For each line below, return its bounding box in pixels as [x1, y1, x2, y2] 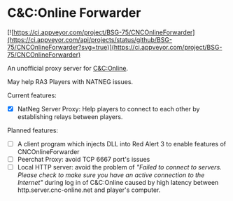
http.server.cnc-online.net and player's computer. [17, 186, 161, 194]
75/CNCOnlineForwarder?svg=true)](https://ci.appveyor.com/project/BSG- [7, 43, 223, 51]
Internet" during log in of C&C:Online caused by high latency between [17, 179, 219, 187]
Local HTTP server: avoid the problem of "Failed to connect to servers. [17, 163, 222, 172]
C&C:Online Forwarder [7, 5, 141, 21]
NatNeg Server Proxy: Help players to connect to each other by [17, 104, 200, 113]
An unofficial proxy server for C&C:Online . [7, 64, 128, 72]
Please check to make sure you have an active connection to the [17, 171, 205, 179]
